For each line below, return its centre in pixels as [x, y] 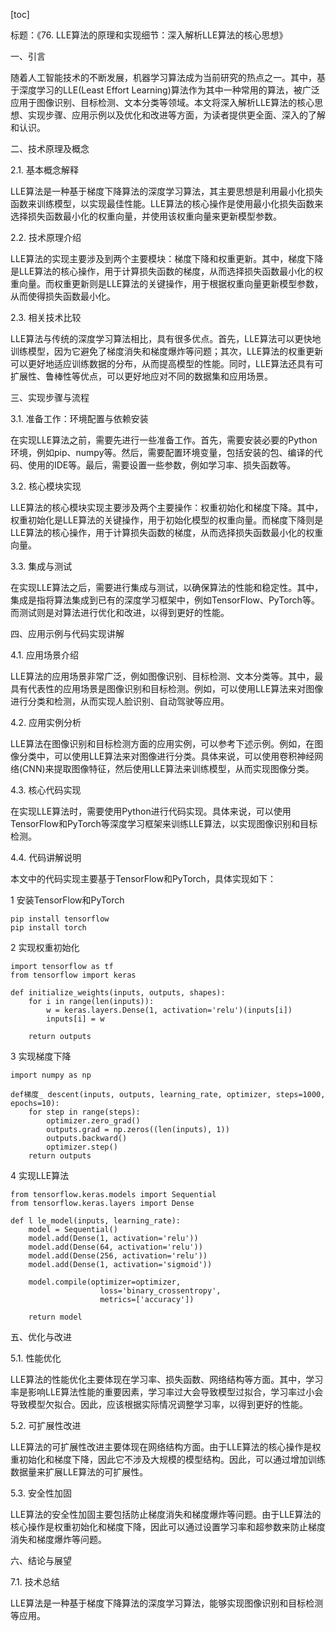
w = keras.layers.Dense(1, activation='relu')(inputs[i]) [169, 1010]
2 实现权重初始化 [45, 947]
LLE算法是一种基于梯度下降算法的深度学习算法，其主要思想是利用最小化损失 [167, 191]
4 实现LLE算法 [40, 1175]
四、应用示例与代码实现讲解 [67, 633]
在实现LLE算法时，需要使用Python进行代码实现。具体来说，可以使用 [151, 811]
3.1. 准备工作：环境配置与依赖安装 [79, 418]
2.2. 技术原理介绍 [46, 237]
